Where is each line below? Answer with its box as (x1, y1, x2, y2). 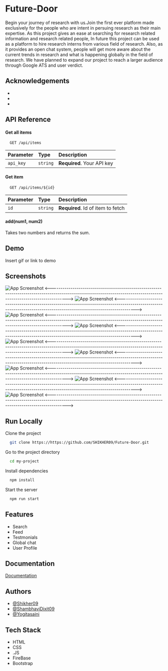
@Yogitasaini (12, 611, 40, 617)
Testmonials (12, 534, 38, 540)
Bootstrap (12, 660, 33, 666)
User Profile (12, 545, 38, 551)
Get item (5, 174, 24, 180)
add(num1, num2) (5, 219, 43, 225)
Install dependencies (5, 467, 49, 474)
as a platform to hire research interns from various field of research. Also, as (5, 41, 163, 47)
